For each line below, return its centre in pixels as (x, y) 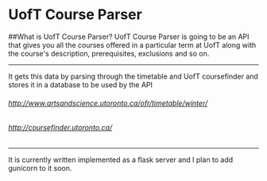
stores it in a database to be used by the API (81, 84)
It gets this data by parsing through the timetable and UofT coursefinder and (133, 76)
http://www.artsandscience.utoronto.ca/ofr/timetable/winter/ (108, 103)
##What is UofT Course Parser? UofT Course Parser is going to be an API (129, 37)
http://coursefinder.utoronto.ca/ (60, 128)
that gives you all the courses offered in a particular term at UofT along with (132, 44)
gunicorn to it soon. (40, 168)
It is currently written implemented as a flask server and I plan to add (121, 160)
